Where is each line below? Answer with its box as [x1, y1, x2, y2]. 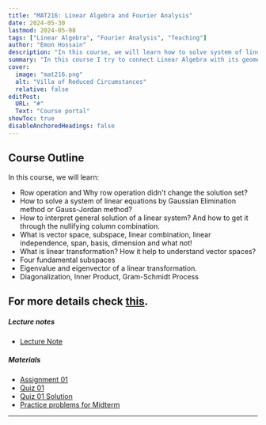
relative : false [15, 85, 69, 93]
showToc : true [8, 115, 55, 123]
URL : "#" [15, 100, 44, 108]
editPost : [8, 93, 41, 101]
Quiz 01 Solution [19, 391, 73, 400]
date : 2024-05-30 [8, 19, 66, 27]
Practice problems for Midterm [19, 400, 120, 409]
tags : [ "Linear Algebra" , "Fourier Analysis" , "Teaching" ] [8, 33, 207, 42]
